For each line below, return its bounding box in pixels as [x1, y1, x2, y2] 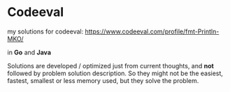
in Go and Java [7, 48, 51, 56]
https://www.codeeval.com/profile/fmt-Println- [85, 27, 220, 36]
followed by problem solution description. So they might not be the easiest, [7, 69, 224, 77]
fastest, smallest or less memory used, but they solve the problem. [7, 76, 199, 84]
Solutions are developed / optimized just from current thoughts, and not [7, 61, 215, 70]
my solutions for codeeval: [7, 27, 84, 36]
